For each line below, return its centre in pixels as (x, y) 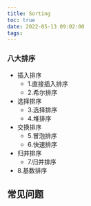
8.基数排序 (32, 170)
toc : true (21, 20)
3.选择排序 (42, 110)
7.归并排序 (42, 162)
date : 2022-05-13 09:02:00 (46, 26)
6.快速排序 (42, 144)
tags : (15, 33)
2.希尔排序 (42, 92)
